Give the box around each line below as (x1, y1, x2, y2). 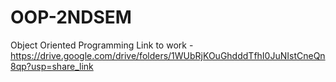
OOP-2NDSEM (10, 6, 132, 29)
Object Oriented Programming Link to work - (10, 39, 194, 51)
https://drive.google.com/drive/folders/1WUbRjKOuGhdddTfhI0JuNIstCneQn (10, 49, 326, 61)
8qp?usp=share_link (10, 60, 94, 72)
